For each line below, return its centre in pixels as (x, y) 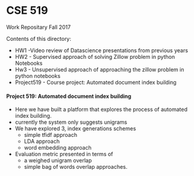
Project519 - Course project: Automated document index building (95, 82)
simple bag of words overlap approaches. (76, 167)
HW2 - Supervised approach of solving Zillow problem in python (95, 56)
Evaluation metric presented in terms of (64, 154)
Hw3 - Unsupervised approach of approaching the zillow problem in (99, 69)
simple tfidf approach (50, 135)
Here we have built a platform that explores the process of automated (101, 109)
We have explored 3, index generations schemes (76, 129)
